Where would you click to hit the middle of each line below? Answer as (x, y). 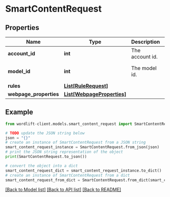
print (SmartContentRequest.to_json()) (46, 157)
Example (19, 112)
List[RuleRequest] (86, 86)
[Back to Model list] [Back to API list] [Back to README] (63, 190)
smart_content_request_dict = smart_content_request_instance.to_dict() (83, 171)
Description (146, 42)
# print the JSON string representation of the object (64, 152)
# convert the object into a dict (42, 166)
